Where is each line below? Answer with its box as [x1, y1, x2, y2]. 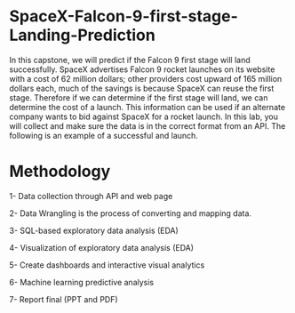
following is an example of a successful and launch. [9, 130, 198, 140]
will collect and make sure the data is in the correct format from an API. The [9, 120, 286, 131]
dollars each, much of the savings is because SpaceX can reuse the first [9, 83, 275, 93]
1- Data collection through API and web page [9, 190, 173, 201]
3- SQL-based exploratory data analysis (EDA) [9, 225, 179, 236]
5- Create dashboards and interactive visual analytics [9, 260, 205, 270]
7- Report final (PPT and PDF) [9, 293, 118, 304]
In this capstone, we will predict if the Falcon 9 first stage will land [9, 54, 251, 65]
